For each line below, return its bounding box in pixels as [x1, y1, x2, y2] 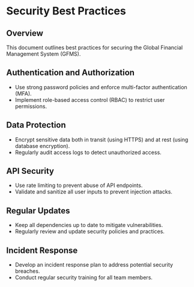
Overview [6, 28, 44, 38]
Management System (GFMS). [6, 50, 81, 58]
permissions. [14, 102, 47, 110]
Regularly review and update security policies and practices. [14, 228, 165, 235]
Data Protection [6, 120, 66, 130]
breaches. [14, 268, 40, 275]
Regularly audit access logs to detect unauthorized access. [14, 149, 162, 156]
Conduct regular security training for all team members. [14, 274, 153, 281]
